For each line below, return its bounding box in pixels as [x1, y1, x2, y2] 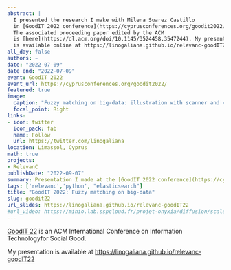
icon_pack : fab [13, 125, 57, 132]
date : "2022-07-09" [7, 61, 63, 68]
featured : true [7, 87, 51, 93]
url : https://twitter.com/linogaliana [13, 138, 125, 145]
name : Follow [13, 131, 51, 138]
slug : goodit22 [7, 195, 51, 203]
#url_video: [7, 208, 41, 215]
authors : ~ [7, 55, 38, 62]
